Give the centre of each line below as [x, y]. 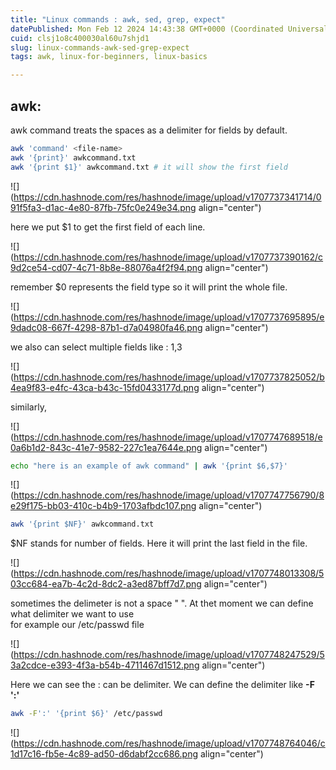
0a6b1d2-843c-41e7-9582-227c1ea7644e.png [106, 447]
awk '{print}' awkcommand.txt [73, 157]
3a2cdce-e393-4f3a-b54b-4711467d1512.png [105, 665]
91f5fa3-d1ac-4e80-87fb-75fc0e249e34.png [103, 207]
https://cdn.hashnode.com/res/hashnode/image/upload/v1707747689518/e [168, 437]
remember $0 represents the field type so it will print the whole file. [149, 287]
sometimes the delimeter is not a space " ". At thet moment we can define [162, 603]
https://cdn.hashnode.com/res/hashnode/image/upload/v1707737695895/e [169, 317]
